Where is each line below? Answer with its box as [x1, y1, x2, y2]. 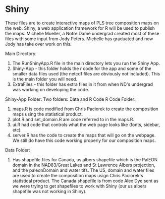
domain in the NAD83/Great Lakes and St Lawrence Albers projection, [12, 162, 156, 168]
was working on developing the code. [12, 86, 89, 92]
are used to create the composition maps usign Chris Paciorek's [12, 172, 144, 178]
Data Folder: [5, 147, 30, 153]
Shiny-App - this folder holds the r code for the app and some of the [12, 66, 152, 71]
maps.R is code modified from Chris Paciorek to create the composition [12, 106, 159, 112]
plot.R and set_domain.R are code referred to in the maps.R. [12, 116, 135, 122]
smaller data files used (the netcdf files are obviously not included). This [12, 70, 160, 76]
